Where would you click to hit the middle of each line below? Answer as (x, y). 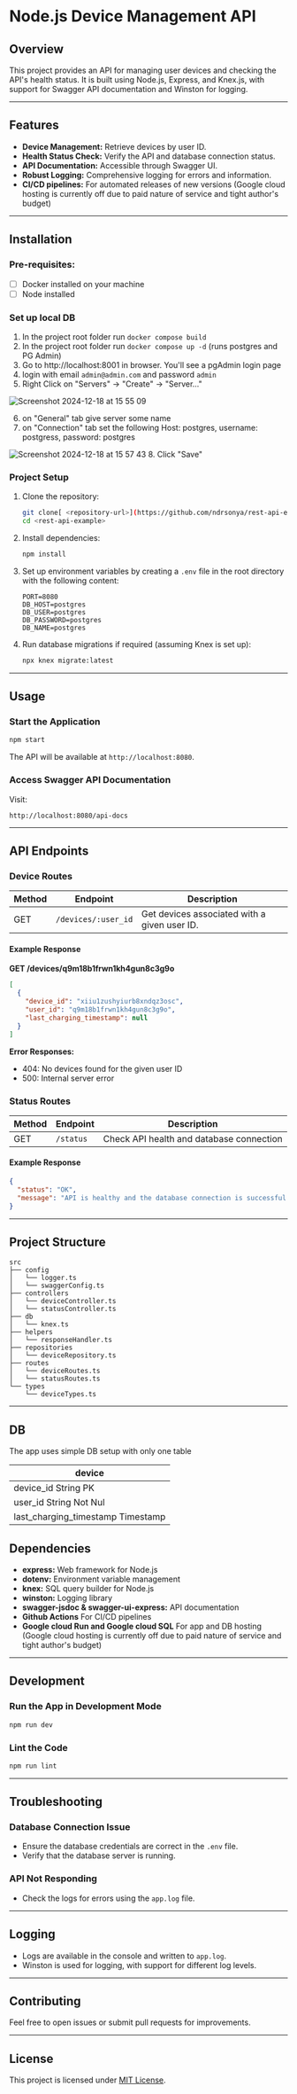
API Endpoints (49, 851)
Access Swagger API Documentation (90, 780)
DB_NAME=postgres (54, 628)
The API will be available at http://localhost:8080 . (102, 757)
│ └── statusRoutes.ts (55, 1379)
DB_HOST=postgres (54, 605)
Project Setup (39, 477)
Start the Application (55, 722)
